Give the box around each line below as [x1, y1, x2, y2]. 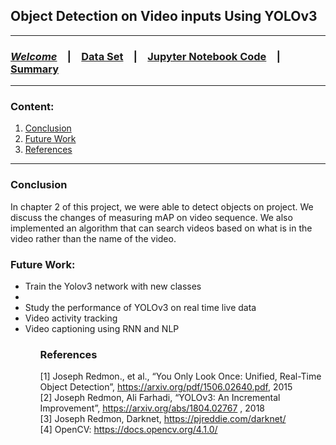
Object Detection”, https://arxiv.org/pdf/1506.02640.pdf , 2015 [39, 381, 293, 393]
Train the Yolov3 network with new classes [24, 280, 202, 292]
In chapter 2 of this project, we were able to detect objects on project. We [10, 200, 314, 213]
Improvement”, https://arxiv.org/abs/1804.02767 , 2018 [39, 402, 266, 414]
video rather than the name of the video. [10, 232, 177, 244]
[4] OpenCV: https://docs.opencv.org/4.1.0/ [39, 424, 218, 436]
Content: [10, 100, 55, 114]
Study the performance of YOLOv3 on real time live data [24, 302, 257, 313]
